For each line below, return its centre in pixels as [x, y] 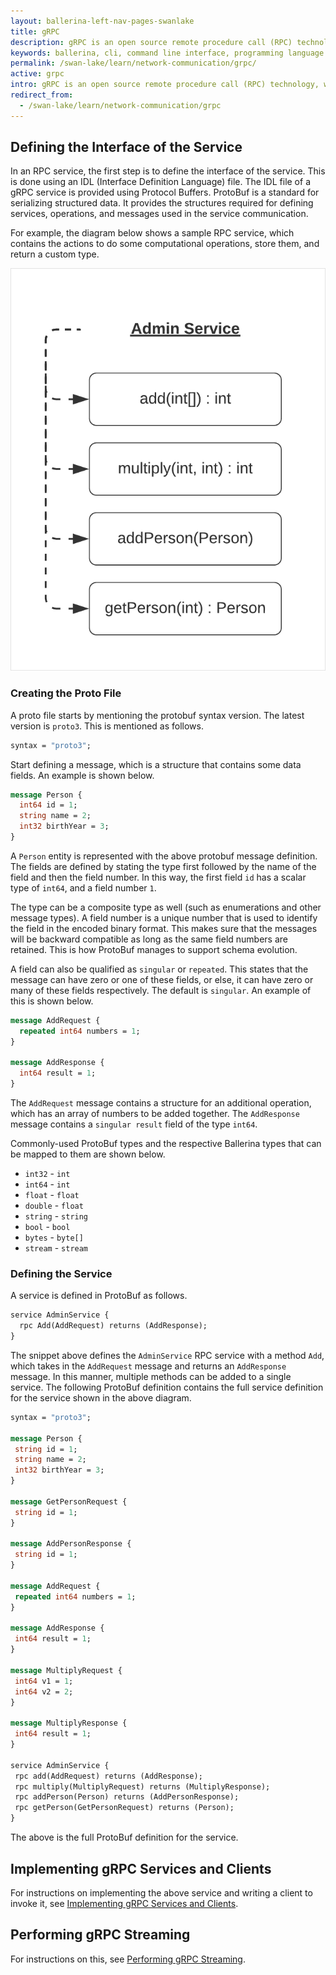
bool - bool [47, 1227]
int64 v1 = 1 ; [44, 1681]
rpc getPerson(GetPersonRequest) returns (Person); [124, 1808]
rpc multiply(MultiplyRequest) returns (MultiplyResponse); [142, 1786]
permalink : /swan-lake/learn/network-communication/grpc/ [133, 63]
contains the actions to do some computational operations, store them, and [165, 244]
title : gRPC [35, 31]
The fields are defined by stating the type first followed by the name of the [163, 866]
